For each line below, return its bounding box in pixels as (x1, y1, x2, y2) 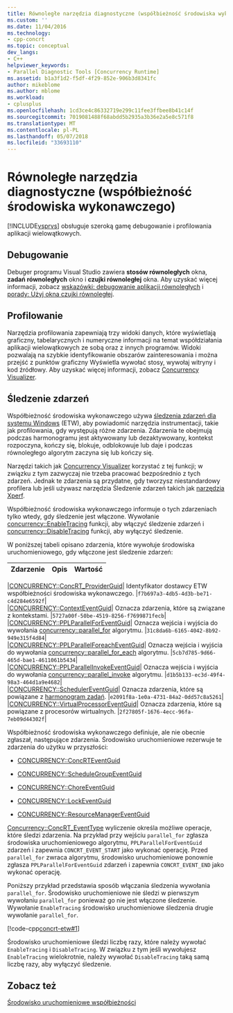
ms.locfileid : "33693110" (7, 140, 82, 147)
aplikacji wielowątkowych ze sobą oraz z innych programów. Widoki (7, 343, 201, 352)
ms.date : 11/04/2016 (7, 23, 67, 30)
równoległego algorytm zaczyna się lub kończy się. (7, 448, 154, 456)
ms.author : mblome (7, 88, 60, 94)
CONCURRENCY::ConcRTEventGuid (17, 756, 121, 764)
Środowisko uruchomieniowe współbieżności (7, 998, 137, 1007)
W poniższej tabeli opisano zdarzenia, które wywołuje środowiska (7, 540, 196, 549)
